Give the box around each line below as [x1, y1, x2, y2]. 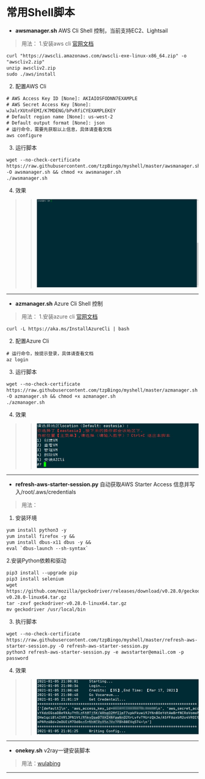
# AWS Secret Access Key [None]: [6, 101, 92, 107]
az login [6, 357, 29, 363]
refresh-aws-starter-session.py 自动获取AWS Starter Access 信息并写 [15, 481, 195, 488]
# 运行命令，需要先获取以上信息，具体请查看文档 [6, 126, 112, 132]
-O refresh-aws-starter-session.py [58, 643, 149, 650]
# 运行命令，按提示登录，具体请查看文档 [6, 351, 94, 357]
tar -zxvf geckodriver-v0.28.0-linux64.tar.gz [6, 600, 127, 607]
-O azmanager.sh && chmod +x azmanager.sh [6, 393, 116, 400]
